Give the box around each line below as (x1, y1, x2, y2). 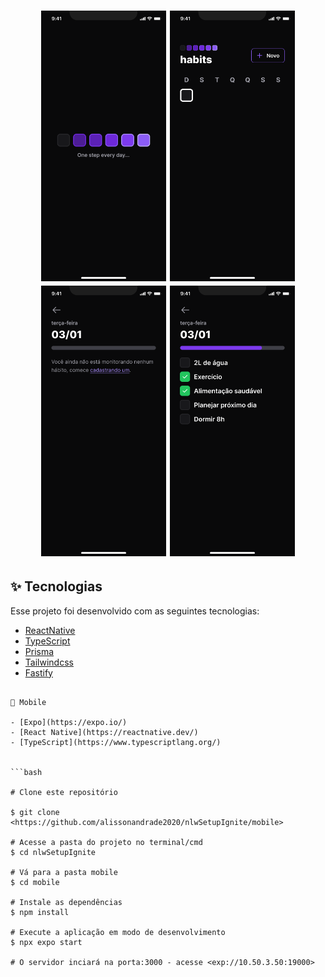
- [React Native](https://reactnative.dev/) (10, 727, 199, 737)
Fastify (24, 666, 53, 679)
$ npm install (10, 907, 70, 917)
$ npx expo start (10, 937, 83, 947)
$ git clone (10, 807, 60, 817)
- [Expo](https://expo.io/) (10, 717, 128, 727)
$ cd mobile (10, 877, 60, 887)
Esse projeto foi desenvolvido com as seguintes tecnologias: (10, 605, 260, 617)
